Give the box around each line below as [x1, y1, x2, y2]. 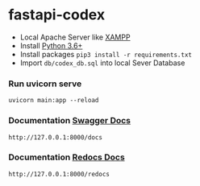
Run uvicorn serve [8, 78, 82, 89]
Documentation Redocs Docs [8, 151, 125, 163]
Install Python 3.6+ [19, 40, 83, 50]
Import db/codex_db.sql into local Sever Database [19, 58, 185, 68]
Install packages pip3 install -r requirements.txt [19, 49, 192, 59]
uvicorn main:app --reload [8, 97, 99, 105]
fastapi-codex [8, 6, 106, 24]
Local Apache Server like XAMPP [19, 32, 131, 42]
